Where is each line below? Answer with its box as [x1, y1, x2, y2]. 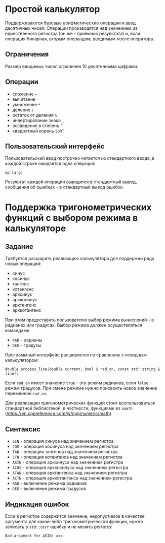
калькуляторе [5, 222, 66, 234]
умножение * [12, 101, 41, 107]
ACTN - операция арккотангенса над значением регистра [12, 475, 132, 481]
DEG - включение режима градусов [12, 485, 86, 492]
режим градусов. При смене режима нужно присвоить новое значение [5, 385, 157, 391]
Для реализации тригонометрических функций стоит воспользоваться [5, 400, 156, 406]
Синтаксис [5, 425, 41, 433]
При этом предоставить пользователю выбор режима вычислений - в [5, 317, 154, 323]
